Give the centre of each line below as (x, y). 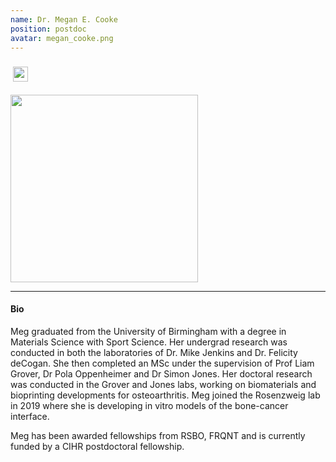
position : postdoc (48, 29)
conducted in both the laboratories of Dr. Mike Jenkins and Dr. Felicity (154, 352)
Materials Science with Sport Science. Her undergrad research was (149, 342)
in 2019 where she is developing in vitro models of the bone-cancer (149, 405)
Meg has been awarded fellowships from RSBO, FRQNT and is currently (158, 435)
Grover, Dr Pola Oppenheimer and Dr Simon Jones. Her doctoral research (161, 373)
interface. (30, 416)
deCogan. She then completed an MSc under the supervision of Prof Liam (162, 363)
